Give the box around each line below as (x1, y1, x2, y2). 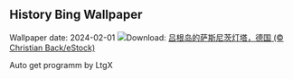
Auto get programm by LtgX (9, 59, 113, 70)
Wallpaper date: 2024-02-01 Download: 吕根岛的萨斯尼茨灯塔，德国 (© (9, 31, 284, 43)
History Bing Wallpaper (9, 7, 143, 22)
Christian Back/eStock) (9, 42, 96, 53)
